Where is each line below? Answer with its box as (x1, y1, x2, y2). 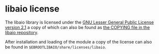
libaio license (5, 3, 60, 14)
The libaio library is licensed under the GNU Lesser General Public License (5, 19, 154, 25)
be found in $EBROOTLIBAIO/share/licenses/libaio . (5, 44, 107, 50)
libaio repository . (5, 29, 39, 35)
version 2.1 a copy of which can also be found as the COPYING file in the (5, 24, 150, 30)
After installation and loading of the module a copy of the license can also (5, 39, 152, 44)
